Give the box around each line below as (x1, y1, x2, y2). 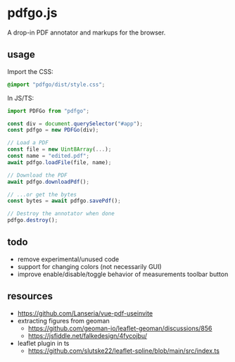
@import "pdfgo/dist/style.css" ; (7, 81, 106, 88)
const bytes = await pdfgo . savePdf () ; (7, 197, 121, 205)
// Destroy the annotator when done (7, 210, 115, 218)
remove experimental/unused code (17, 255, 120, 263)
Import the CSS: (7, 67, 54, 75)
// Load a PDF (7, 139, 49, 146)
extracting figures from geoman (17, 316, 110, 325)
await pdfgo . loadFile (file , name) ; (7, 158, 112, 166)
